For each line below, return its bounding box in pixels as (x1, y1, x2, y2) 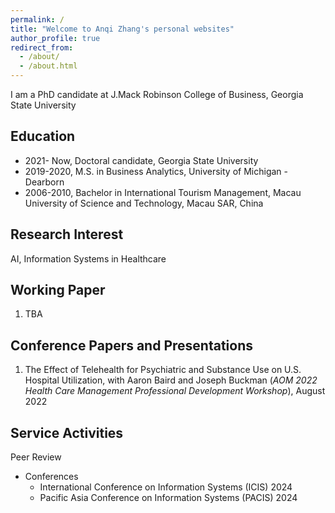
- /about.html (19, 61, 78, 71)
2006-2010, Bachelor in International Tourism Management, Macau (24, 186, 302, 198)
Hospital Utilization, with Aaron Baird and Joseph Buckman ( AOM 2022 (24, 374, 318, 386)
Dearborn (24, 176, 65, 188)
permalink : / (10, 14, 65, 25)
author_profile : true (10, 33, 101, 43)
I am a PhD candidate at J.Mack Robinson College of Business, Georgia (10, 89, 304, 100)
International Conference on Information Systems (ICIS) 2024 (39, 481, 293, 493)
